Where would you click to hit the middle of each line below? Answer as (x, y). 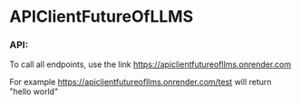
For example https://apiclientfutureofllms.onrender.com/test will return (141, 82)
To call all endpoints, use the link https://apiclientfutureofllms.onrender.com (150, 64)
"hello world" (34, 91)
